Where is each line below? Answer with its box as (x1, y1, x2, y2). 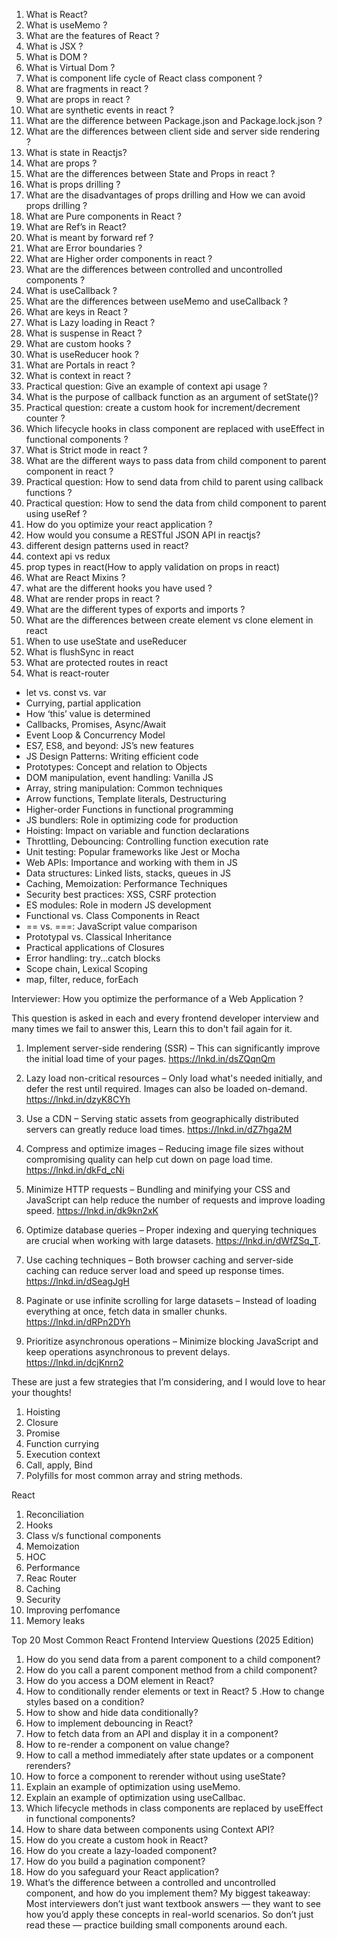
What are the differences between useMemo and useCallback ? (25, 295, 288, 307)
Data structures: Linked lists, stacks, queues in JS (25, 867, 232, 879)
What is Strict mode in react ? (25, 444, 148, 456)
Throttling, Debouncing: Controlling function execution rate (25, 835, 269, 847)
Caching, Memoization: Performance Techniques (25, 878, 228, 889)
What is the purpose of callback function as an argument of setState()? (25, 391, 319, 403)
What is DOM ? (25, 51, 88, 63)
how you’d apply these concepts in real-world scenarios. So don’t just (25, 1909, 314, 1920)
